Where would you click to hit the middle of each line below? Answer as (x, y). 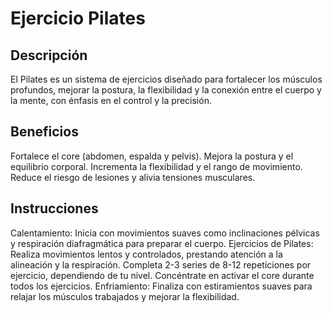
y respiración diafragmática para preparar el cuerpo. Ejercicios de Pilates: (162, 243)
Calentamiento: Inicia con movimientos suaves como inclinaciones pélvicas (165, 233)
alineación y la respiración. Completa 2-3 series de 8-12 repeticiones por (161, 264)
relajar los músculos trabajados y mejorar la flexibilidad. (125, 296)
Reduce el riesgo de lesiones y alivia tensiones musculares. (133, 177)
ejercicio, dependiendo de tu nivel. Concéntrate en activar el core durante (162, 275)
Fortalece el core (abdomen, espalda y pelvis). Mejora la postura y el (152, 156)
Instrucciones (54, 208)
